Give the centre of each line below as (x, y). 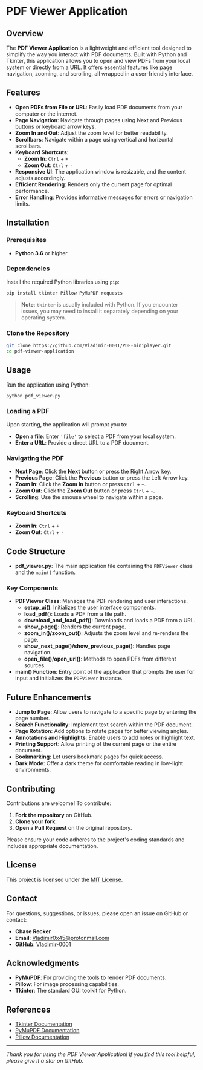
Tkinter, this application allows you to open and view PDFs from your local (98, 61)
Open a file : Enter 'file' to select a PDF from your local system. (95, 436)
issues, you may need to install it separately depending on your (100, 311)
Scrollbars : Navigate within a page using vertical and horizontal (94, 139)
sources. (35, 665)
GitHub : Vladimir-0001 (43, 944)
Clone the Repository (38, 333)
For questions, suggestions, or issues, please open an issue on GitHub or (97, 913)
